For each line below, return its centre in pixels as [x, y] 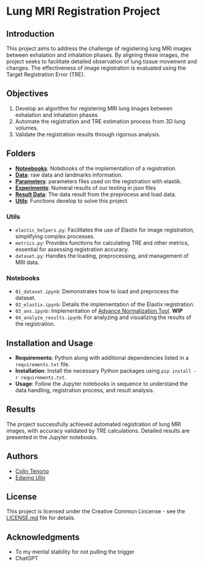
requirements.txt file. [42, 364]
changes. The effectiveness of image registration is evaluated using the [96, 68]
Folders [21, 154]
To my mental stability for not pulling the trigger [75, 552]
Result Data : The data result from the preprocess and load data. [96, 194]
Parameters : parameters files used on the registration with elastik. [98, 181]
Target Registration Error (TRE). [46, 74]
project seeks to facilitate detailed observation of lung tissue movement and [101, 61]
